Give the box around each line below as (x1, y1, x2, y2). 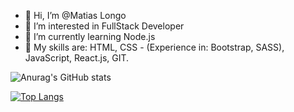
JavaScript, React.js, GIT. (24, 52, 130, 64)
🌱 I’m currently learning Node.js (24, 31, 156, 42)
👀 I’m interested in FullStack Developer (24, 20, 185, 32)
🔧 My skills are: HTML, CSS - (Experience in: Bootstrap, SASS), (24, 41, 285, 53)
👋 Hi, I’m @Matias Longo (24, 10, 127, 21)
